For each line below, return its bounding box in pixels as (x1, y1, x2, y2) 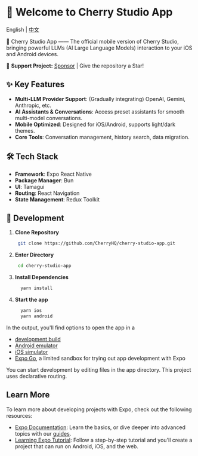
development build (14, 335, 61, 342)
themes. (14, 127, 35, 134)
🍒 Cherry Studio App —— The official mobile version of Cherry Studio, (6, 38, 179, 45)
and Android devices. (6, 50, 58, 57)
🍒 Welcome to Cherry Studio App (6, 5, 173, 19)
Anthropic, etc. (14, 102, 52, 109)
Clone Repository (14, 229, 60, 236)
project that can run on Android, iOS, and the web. (14, 442, 139, 450)
